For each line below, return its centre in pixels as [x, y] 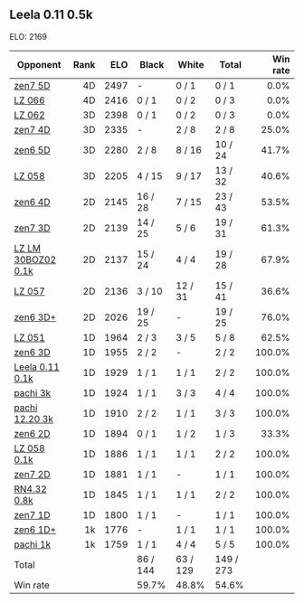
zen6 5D [32, 150]
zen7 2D [32, 474]
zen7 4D [32, 129]
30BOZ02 [35, 259]
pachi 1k [33, 544]
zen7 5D [32, 85]
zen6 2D [32, 433]
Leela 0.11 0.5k [51, 15]
